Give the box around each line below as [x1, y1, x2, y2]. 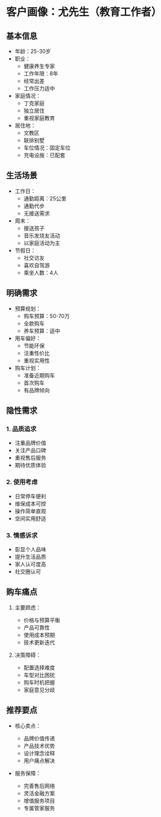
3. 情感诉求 [6, 531, 38, 539]
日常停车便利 [14, 492, 46, 500]
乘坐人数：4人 [23, 269, 59, 276]
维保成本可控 [14, 500, 46, 507]
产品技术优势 [23, 742, 55, 749]
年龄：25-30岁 [14, 48, 51, 55]
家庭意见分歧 [23, 686, 55, 693]
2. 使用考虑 [6, 478, 38, 487]
